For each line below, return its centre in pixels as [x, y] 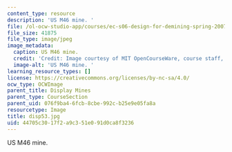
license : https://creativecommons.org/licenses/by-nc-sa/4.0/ [98, 78]
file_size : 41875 [32, 33]
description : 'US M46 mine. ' [51, 20]
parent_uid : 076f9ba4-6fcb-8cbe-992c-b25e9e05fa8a [81, 104]
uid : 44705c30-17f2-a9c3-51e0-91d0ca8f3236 [71, 123]
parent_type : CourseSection [48, 97]
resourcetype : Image [37, 110]
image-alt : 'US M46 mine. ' [54, 65]
